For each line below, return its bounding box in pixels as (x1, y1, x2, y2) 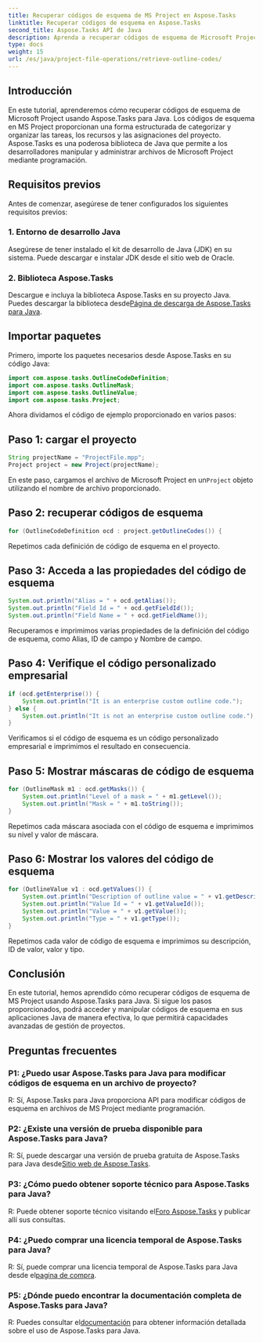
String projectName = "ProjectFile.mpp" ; (8, 454, 146, 462)
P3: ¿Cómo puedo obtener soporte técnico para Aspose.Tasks (8, 1179, 250, 1190)
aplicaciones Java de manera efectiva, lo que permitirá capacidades (8, 1013, 229, 1023)
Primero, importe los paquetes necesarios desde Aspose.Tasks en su (8, 350, 232, 359)
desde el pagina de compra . (8, 1271, 97, 1280)
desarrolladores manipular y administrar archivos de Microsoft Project (8, 147, 233, 156)
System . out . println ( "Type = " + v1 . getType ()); (22, 914, 180, 922)
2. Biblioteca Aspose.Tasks (8, 272, 113, 283)
